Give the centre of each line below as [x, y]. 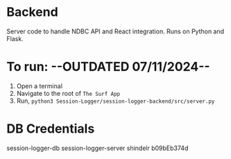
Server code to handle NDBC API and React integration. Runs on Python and [115, 31]
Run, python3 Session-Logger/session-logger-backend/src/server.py [115, 101]
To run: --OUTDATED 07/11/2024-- [108, 67]
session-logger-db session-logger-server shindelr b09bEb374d [97, 148]
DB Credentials [51, 129]
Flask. [15, 38]
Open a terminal [40, 86]
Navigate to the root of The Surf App [68, 93]
